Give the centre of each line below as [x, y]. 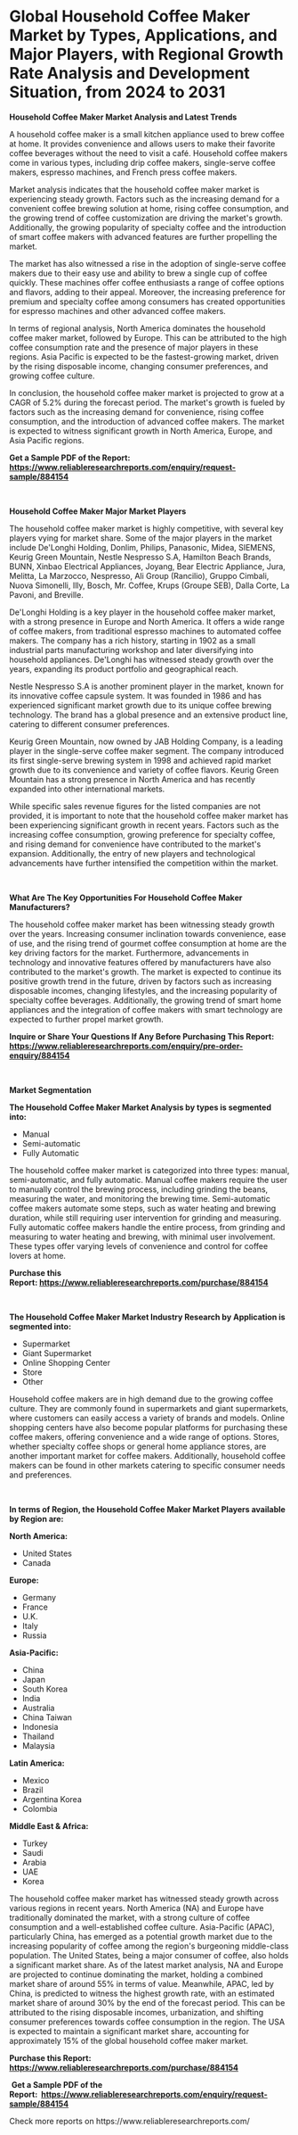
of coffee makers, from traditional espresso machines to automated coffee [145, 631]
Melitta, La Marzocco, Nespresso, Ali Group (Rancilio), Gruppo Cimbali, [139, 575]
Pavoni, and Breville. [47, 594]
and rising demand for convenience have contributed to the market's [135, 844]
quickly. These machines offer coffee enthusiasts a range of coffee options [147, 282]
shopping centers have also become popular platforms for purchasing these [149, 1427]
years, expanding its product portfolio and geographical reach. [124, 669]
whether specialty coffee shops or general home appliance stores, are [138, 1446]
